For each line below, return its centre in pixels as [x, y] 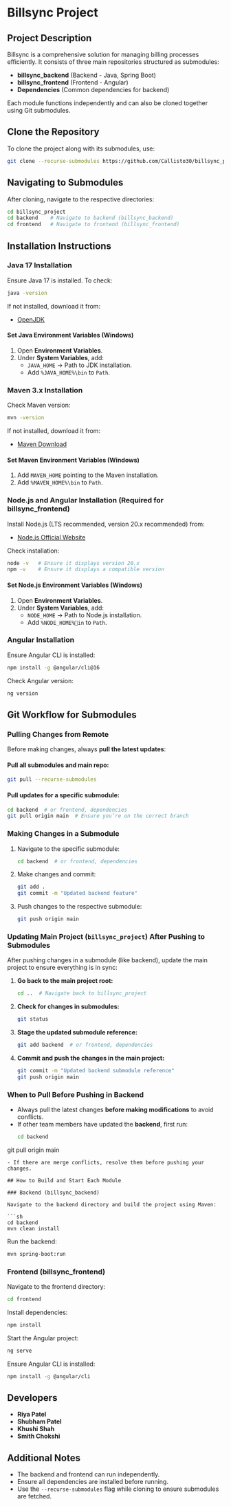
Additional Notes [44, 1458]
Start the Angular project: [43, 1338]
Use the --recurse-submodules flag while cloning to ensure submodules [118, 1489]
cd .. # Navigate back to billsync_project [82, 994]
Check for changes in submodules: [68, 1007]
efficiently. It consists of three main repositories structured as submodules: [113, 62]
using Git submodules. [39, 110]
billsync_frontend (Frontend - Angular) [73, 82]
